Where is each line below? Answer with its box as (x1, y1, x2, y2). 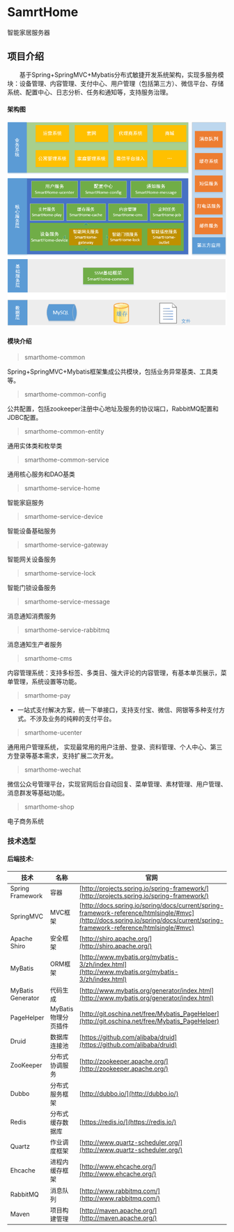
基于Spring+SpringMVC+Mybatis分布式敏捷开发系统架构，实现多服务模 (19, 71, 224, 79)
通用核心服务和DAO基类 (7, 469, 75, 478)
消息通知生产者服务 (7, 640, 63, 648)
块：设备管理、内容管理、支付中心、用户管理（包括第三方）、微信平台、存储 (7, 79, 224, 87)
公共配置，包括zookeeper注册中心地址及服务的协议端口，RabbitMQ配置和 (7, 404, 219, 413)
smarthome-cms (24, 654, 72, 662)
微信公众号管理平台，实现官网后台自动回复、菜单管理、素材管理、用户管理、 (7, 779, 227, 788)
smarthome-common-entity (24, 427, 104, 435)
